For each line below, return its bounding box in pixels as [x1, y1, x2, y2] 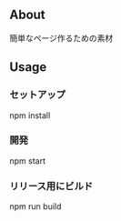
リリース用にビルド [9, 179, 94, 192]
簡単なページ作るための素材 [9, 32, 114, 44]
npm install [9, 109, 51, 121]
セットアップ [9, 88, 66, 101]
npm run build [9, 201, 62, 212]
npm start [9, 155, 46, 166]
